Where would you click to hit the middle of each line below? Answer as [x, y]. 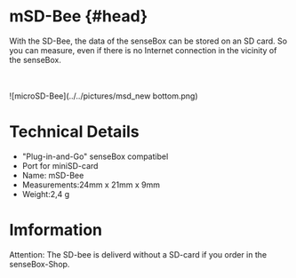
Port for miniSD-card [60, 165]
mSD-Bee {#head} [79, 16]
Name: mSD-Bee [53, 175]
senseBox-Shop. [40, 264]
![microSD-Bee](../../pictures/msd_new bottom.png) [104, 96]
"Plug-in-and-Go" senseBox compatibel [95, 156]
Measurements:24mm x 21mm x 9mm [91, 185]
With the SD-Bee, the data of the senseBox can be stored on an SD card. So [148, 41]
